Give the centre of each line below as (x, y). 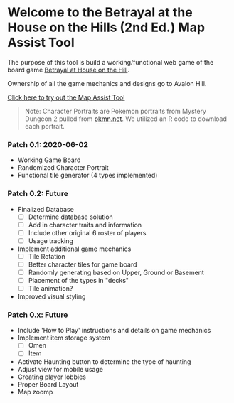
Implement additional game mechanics (74, 249)
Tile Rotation (47, 256)
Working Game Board (49, 160)
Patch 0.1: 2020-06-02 (48, 144)
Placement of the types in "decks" (79, 280)
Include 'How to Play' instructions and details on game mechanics (114, 331)
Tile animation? (50, 289)
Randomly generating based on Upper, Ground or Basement (116, 272)
